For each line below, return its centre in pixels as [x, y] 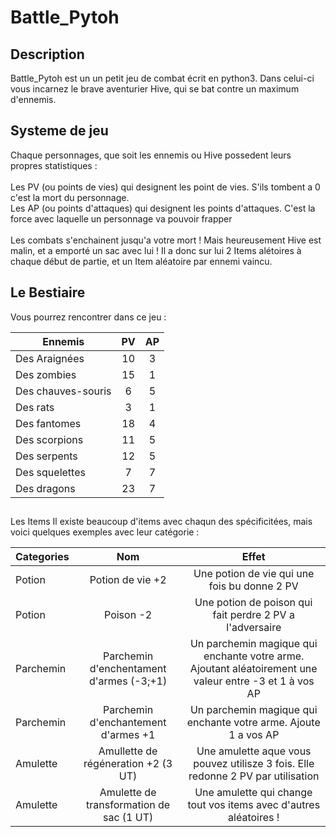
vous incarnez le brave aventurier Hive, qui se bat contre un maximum [155, 89]
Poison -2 [128, 615]
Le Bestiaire [48, 292]
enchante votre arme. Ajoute [253, 723]
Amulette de [128, 793]
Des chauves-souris [63, 391]
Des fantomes [48, 423]
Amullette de [128, 751]
